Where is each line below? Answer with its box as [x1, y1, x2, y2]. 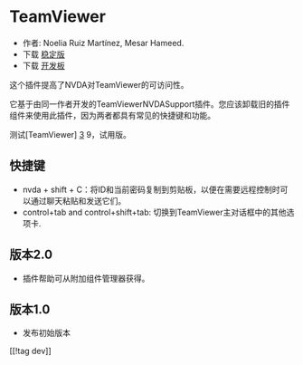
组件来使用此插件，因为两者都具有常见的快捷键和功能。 [9, 110, 215, 120]
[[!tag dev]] [9, 346, 52, 357]
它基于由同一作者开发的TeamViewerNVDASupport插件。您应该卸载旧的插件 [9, 98, 290, 110]
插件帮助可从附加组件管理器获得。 [22, 273, 150, 283]
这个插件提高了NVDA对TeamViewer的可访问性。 [9, 79, 189, 90]
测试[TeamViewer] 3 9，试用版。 [9, 129, 131, 139]
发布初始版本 [22, 328, 71, 339]
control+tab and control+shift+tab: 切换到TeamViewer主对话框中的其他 [22, 207, 287, 217]
